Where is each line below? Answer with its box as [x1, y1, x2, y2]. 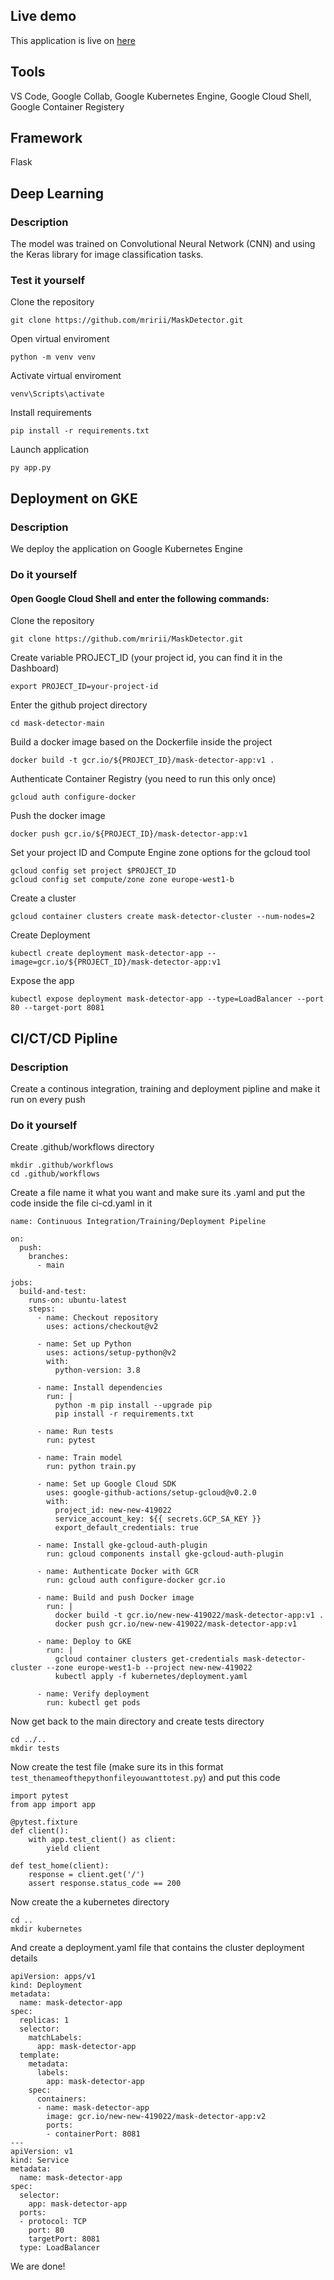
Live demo [10, 8, 77, 25]
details [10, 1952, 38, 1964]
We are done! [10, 2260, 66, 2273]
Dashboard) [10, 662, 60, 674]
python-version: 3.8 [54, 1365, 141, 1376]
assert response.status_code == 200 [28, 1879, 182, 1889]
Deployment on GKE [10, 490, 138, 507]
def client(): [10, 1826, 70, 1836]
